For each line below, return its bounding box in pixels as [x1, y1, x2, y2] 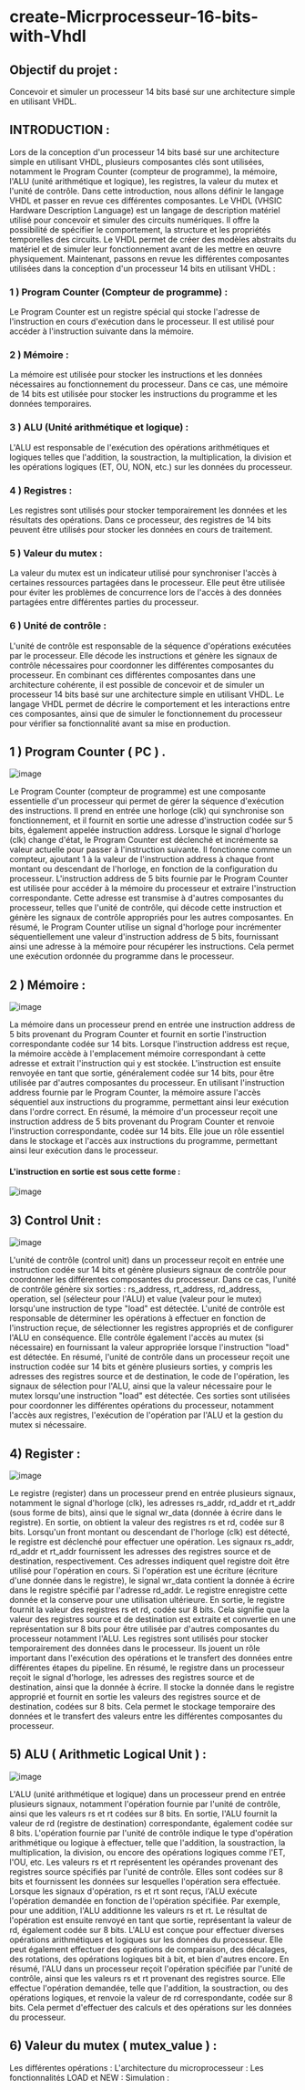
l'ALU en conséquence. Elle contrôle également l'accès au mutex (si [9, 1332, 264, 1343]
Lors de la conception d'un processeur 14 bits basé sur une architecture [9, 146, 280, 157]
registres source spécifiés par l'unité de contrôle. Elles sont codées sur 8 [9, 1866, 284, 1877]
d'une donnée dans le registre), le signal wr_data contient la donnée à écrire [9, 1575, 295, 1586]
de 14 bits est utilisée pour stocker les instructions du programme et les [9, 389, 278, 400]
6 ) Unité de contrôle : [9, 619, 107, 632]
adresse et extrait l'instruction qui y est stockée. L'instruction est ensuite [9, 1058, 281, 1069]
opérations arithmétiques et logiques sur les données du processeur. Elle [9, 1934, 284, 1945]
